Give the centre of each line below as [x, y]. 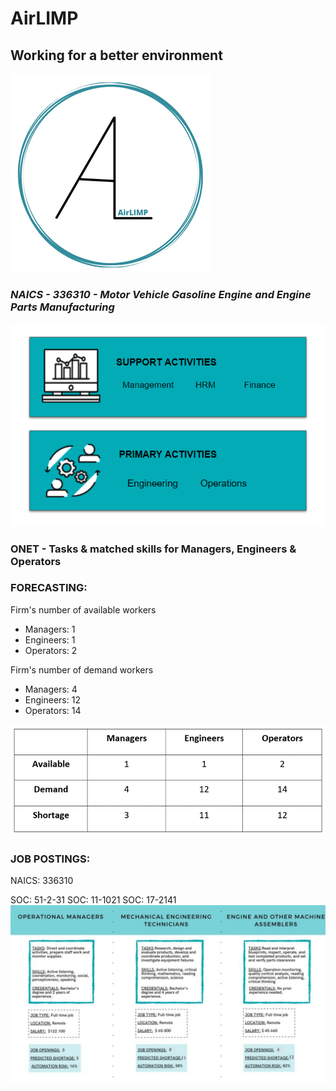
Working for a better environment [116, 55]
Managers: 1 [50, 629]
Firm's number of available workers [83, 609]
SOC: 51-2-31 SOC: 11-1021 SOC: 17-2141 [93, 900]
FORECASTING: [49, 588]
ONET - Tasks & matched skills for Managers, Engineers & [153, 549]
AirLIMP [44, 18]
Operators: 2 [51, 650]
